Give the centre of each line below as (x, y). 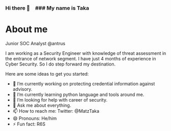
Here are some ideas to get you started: (47, 74)
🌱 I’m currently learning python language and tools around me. (78, 94)
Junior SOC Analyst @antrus (35, 43)
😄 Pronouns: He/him (35, 118)
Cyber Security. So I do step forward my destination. (60, 64)
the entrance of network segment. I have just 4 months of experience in (81, 58)
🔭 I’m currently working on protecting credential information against (84, 84)
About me (27, 29)
